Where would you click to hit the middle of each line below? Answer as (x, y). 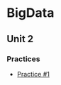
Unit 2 (20, 39)
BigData (30, 13)
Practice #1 (33, 74)
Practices (23, 59)
